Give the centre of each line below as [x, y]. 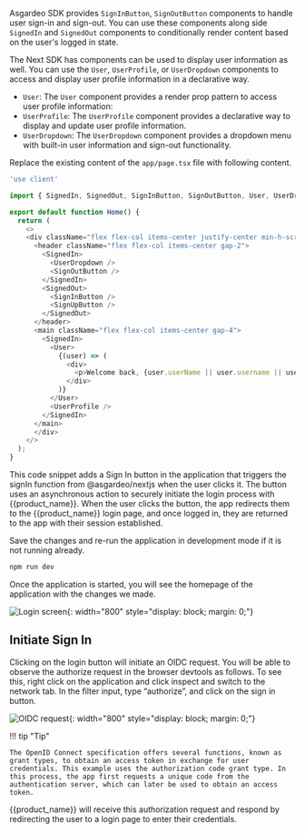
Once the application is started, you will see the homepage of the [131, 584]
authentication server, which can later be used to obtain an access [144, 784]
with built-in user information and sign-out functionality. [127, 145]
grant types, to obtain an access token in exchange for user [129, 760]
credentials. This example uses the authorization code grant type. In [148, 768]
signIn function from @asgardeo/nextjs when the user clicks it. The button [148, 484]
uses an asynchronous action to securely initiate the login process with [142, 494]
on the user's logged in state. [64, 42]
